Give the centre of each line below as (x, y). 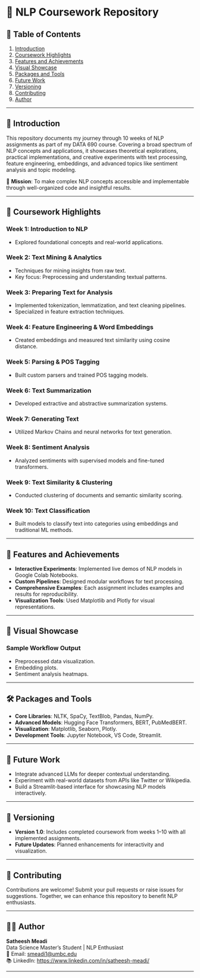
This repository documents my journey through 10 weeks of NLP (85, 138)
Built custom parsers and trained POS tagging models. (81, 375)
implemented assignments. (48, 838)
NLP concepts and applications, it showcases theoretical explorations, (92, 150)
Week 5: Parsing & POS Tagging (53, 362)
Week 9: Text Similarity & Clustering (60, 482)
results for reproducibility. (46, 594)
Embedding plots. (36, 668)
